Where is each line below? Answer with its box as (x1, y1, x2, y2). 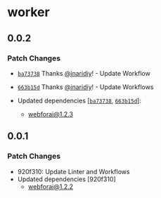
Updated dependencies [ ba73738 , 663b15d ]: (17, 96, 142, 105)
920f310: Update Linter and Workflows (17, 167, 130, 176)
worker (7, 4, 51, 20)
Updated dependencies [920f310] (17, 175, 116, 183)
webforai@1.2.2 (27, 182, 74, 190)
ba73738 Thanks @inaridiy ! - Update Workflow (17, 69, 151, 77)
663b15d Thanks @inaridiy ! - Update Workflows (17, 82, 154, 91)
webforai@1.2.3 (27, 110, 74, 118)
